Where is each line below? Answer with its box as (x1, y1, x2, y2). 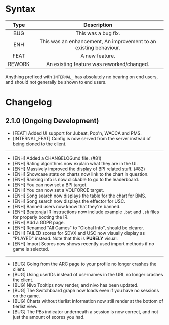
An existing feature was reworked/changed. (46, 60, 150, 68)
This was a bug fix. (75, 30, 120, 37)
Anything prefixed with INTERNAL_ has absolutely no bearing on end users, (5, 74, 158, 80)
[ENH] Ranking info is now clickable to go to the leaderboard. (12, 176, 139, 182)
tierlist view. (12, 303, 38, 309)
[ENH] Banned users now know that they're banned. (12, 203, 121, 209)
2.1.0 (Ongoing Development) (5, 116, 99, 125)
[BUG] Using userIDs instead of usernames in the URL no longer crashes (12, 271, 163, 277)
